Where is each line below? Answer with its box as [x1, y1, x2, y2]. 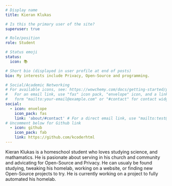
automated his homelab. [5, 176, 56, 182]
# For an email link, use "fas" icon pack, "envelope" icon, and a [5, 92, 157, 97]
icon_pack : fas [14, 111, 47, 116]
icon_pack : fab [14, 130, 47, 135]
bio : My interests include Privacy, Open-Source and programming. [5, 73, 150, 78]
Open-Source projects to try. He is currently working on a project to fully [5, 170, 159, 177]
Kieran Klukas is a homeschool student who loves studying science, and [5, 149, 158, 155]
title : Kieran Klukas [5, 12, 52, 17]
